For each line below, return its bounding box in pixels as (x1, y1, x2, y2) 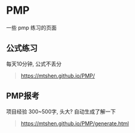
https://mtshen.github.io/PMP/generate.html (20, 120, 129, 127)
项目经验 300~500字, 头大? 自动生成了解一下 (6, 108, 116, 115)
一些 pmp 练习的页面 (6, 24, 57, 31)
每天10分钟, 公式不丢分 (6, 60, 62, 67)
